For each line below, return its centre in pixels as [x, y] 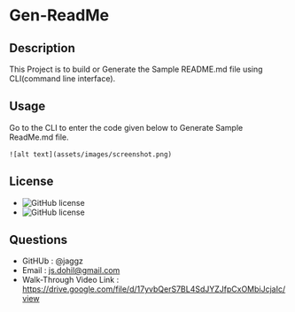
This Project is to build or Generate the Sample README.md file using [136, 69]
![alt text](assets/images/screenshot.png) [91, 154]
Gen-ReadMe [59, 15]
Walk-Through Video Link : [70, 280]
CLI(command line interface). [62, 79]
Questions [39, 240]
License [31, 182]
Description [42, 48]
